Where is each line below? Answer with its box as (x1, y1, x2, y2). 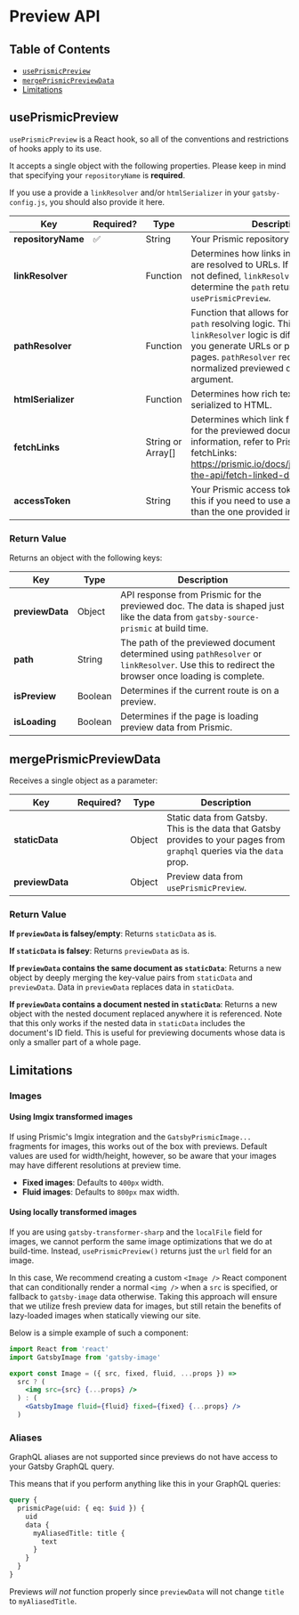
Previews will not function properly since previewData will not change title (9, 1586, 285, 1596)
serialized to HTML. (190, 398, 273, 411)
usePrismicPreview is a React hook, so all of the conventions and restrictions (9, 134, 289, 144)
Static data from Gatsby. (166, 811, 269, 823)
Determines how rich (190, 387, 279, 400)
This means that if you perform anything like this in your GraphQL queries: (9, 1479, 281, 1489)
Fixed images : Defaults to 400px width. (21, 1177, 165, 1187)
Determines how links (190, 247, 282, 259)
